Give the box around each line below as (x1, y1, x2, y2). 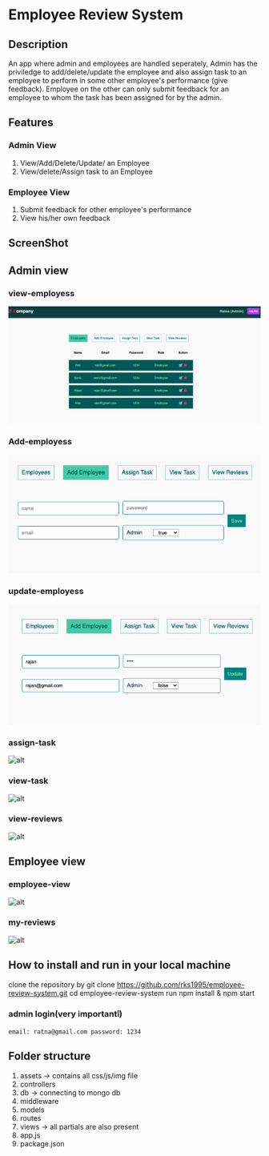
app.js (19, 1130, 41, 1140)
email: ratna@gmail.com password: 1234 (8, 1027, 142, 1036)
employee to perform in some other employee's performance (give (8, 76, 228, 85)
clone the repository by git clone (8, 979, 116, 989)
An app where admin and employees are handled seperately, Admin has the (8, 58, 258, 68)
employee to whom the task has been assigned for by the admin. (8, 93, 222, 102)
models (19, 1105, 45, 1114)
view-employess (8, 287, 75, 299)
